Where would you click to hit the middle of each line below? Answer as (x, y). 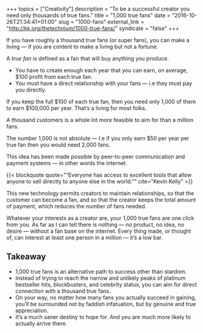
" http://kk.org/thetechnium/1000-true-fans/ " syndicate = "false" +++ (93, 28)
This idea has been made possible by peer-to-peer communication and (96, 156)
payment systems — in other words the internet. (67, 163)
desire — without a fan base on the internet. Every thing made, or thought (99, 231)
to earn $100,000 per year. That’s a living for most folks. (77, 108)
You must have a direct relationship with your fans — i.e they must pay (104, 83)
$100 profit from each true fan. (54, 77)
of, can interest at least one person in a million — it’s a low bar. (85, 237)
